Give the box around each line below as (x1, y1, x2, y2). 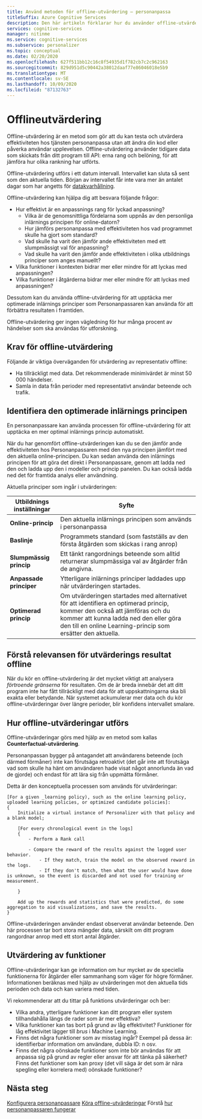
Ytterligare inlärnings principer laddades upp (60, 574, 186, 583)
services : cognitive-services (7, 25, 83, 32)
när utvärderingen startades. (60, 582, 141, 590)
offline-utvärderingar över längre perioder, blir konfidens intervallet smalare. (7, 700, 195, 708)
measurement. (7, 878, 40, 884)
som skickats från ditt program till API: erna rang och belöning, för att (7, 151, 177, 159)
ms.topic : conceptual (7, 48, 61, 54)
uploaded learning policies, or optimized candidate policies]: (7, 799, 171, 806)
